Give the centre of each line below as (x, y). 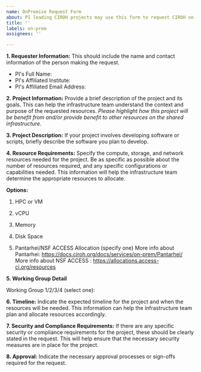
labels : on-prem (26, 28)
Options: (17, 190)
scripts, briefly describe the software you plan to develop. (77, 142)
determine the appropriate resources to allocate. (66, 179)
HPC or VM (29, 202)
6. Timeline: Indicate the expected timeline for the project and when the (95, 302)
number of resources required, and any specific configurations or (87, 166)
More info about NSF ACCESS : (53, 261)
